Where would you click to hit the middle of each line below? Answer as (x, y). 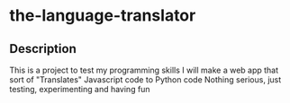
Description (43, 49)
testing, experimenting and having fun (80, 89)
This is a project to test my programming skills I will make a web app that (144, 70)
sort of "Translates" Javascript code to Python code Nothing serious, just (145, 80)
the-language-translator (103, 16)
